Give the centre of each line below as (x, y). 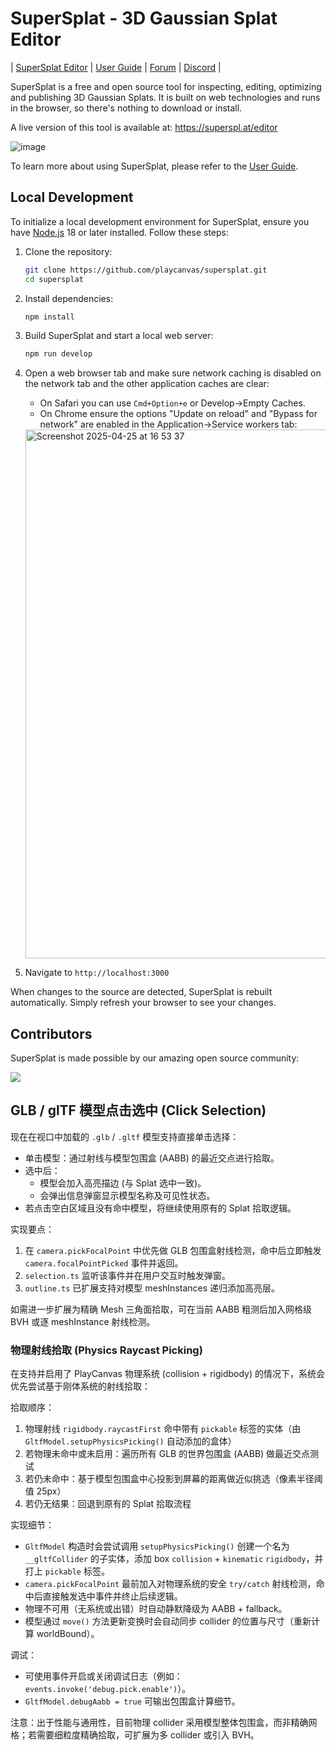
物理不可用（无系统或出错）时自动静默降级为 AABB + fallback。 (156, 1609)
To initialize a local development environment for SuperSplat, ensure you (160, 221)
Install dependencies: (69, 298)
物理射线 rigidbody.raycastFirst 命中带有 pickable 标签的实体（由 (163, 1429)
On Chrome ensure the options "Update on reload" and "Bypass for (178, 414)
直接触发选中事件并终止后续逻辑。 (112, 1596)
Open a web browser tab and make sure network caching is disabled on (173, 373)
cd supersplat (54, 279)
